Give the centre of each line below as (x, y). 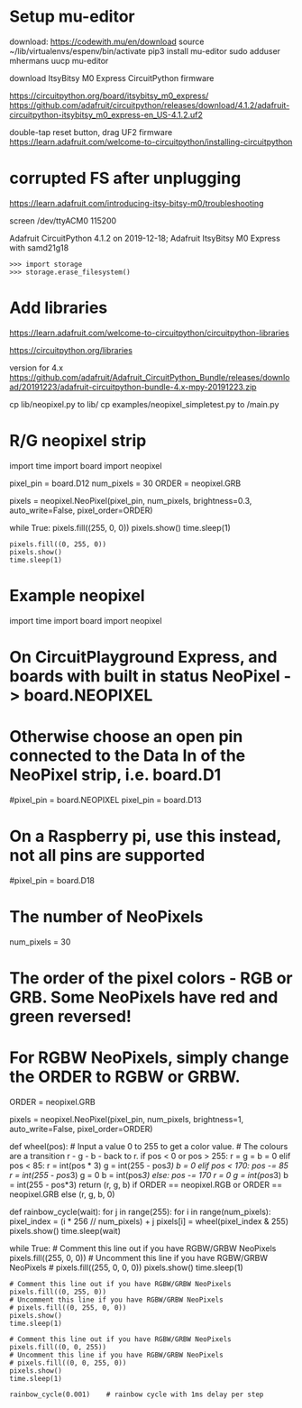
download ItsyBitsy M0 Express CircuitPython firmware (112, 78)
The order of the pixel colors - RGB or (151, 978)
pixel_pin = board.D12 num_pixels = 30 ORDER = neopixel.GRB (125, 483)
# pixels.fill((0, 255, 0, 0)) (68, 1307)
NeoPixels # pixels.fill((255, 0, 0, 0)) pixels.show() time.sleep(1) (126, 1267)
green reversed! (71, 1016)
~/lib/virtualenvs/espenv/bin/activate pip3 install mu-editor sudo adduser (145, 50)
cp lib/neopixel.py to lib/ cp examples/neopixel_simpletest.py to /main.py (144, 404)
